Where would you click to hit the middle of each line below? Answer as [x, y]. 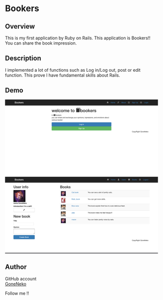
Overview [20, 26]
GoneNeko [16, 284]
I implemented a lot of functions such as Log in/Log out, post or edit [73, 70]
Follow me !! [17, 293]
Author [16, 267]
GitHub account [21, 279]
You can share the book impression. [41, 43]
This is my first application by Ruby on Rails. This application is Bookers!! [78, 38]
